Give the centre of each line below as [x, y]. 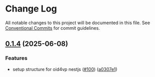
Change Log [31, 9]
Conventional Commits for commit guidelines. [53, 28]
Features [16, 58]
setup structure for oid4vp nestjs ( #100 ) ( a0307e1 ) [65, 69]
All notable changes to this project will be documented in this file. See [78, 23]
